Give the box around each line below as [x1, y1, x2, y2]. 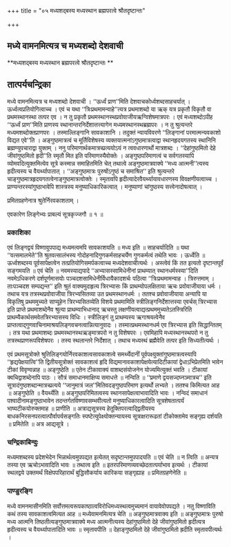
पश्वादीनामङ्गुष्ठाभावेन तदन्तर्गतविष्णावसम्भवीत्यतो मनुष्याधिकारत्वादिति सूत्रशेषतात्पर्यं [7, 396, 185, 404]
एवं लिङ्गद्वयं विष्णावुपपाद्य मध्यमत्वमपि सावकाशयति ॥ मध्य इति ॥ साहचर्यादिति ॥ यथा [7, 243, 190, 251]
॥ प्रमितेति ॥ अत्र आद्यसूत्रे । [7, 420, 70, 428]
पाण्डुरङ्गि [7, 486, 33, 496]
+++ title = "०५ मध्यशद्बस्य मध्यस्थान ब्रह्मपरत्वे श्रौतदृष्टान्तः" [7, 7, 146, 14]
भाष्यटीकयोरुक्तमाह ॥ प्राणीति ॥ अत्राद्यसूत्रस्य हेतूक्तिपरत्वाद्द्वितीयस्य [7, 404, 155, 413]
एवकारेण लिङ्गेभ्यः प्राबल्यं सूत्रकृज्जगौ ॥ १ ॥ [7, 210, 103, 218]
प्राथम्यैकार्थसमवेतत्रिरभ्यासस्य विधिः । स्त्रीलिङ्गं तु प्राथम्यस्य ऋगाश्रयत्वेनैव [7, 313, 165, 321]
